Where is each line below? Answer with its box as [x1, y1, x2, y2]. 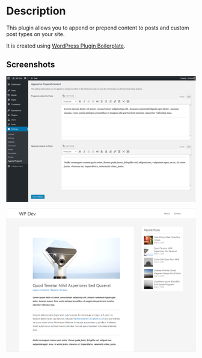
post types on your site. [6, 30, 65, 37]
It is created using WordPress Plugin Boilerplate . [6, 42, 126, 49]
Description [6, 4, 66, 18]
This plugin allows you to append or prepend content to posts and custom [6, 24, 189, 31]
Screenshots [6, 60, 55, 70]
